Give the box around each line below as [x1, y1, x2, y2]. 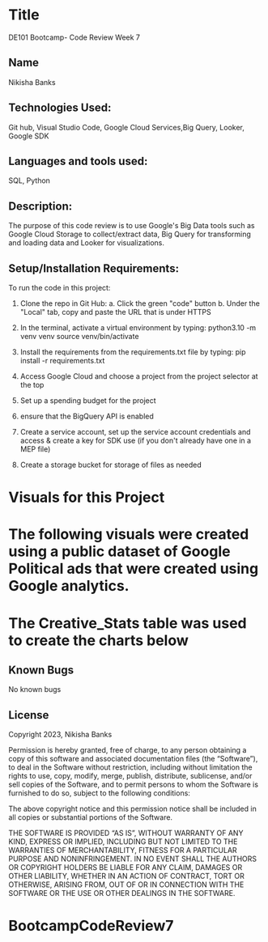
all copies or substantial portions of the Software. [8, 813, 172, 822]
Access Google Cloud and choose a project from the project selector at [19, 371, 258, 381]
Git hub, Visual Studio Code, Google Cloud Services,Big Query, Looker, [8, 122, 245, 132]
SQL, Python [8, 176, 51, 185]
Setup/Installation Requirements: [8, 261, 180, 275]
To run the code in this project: [8, 283, 111, 292]
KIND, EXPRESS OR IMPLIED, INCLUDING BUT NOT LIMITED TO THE [8, 837, 238, 847]
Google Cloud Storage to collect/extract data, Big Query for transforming [8, 229, 251, 240]
